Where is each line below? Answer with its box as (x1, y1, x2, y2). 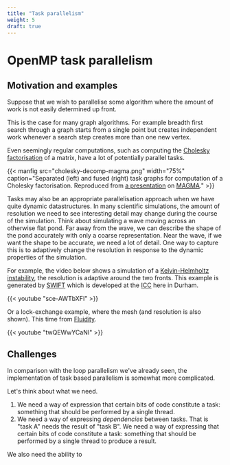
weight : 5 (7, 16, 36, 23)
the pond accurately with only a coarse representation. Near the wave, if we (7, 231, 222, 240)
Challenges (7, 348, 57, 360)
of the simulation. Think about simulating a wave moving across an (7, 217, 196, 225)
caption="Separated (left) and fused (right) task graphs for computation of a (7, 174, 223, 183)
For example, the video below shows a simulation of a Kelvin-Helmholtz (7, 266, 209, 275)
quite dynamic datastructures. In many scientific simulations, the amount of (7, 202, 220, 210)
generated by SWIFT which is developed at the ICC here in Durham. (7, 281, 199, 289)
